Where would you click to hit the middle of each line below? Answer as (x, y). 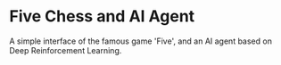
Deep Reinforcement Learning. (66, 50)
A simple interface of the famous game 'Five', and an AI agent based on (140, 41)
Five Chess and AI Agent (102, 16)
